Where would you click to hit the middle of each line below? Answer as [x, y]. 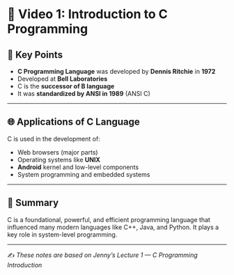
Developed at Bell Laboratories [62, 79]
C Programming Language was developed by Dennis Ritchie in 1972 [116, 71]
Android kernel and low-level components [78, 167]
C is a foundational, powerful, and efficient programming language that [109, 219]
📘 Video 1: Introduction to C [88, 14]
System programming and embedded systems [84, 174]
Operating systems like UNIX [59, 159]
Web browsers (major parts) [58, 152]
